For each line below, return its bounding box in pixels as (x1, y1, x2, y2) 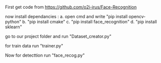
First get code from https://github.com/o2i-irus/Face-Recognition (5, 4, 137, 10)
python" (5, 19, 22, 24)
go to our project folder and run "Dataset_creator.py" (5, 34, 112, 39)
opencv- (129, 14, 146, 19)
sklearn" (5, 24, 22, 30)
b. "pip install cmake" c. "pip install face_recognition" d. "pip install (22, 19, 157, 24)
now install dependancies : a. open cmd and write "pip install (5, 14, 128, 19)
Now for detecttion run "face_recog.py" (5, 52, 85, 58)
